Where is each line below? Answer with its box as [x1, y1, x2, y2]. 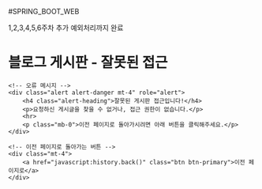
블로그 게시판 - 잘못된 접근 [8, 54, 168, 72]
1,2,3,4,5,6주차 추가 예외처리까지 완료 [8, 23, 124, 32]
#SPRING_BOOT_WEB [8, 7, 80, 16]
